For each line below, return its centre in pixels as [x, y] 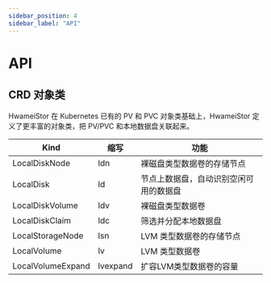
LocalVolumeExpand [51, 265]
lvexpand [115, 265]
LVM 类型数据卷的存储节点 [191, 236]
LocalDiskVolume [45, 205]
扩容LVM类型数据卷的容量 [190, 266]
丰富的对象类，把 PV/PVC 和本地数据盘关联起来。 [112, 126]
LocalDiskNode [42, 163]
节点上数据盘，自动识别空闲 [193, 178]
